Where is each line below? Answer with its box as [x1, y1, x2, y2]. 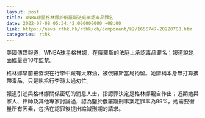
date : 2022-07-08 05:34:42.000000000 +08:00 [6, 20, 121, 26]
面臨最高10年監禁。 [6, 57, 55, 64]
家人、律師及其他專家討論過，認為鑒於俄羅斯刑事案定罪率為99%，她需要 [6, 98, 190, 105]
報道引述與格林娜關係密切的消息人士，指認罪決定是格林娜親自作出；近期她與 [6, 90, 199, 97]
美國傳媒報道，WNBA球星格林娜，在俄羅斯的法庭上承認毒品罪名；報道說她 [6, 49, 194, 57]
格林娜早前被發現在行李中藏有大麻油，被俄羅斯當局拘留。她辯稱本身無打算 [6, 69, 193, 77]
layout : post [6, 9, 40, 15]
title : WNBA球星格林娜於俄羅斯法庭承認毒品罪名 [6, 15, 114, 21]
